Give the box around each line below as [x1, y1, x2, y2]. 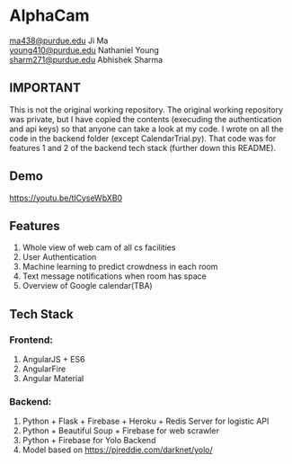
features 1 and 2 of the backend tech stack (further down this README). [9, 142, 277, 153]
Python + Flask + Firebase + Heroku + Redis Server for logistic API [22, 415, 270, 427]
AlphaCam [9, 5, 90, 26]
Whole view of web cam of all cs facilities [22, 242, 176, 253]
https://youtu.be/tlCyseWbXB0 [9, 192, 123, 203]
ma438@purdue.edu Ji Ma [9, 35, 109, 46]
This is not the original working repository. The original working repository [9, 104, 284, 115]
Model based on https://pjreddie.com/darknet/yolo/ [22, 444, 213, 455]
